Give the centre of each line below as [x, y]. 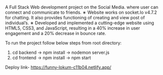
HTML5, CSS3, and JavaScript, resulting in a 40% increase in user [73, 28]
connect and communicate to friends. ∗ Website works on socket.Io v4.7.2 [81, 12]
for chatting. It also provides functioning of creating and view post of [75, 18]
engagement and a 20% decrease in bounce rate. [56, 33]
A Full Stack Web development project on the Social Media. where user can [82, 7]
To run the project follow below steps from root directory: [63, 43]
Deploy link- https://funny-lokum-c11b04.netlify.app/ [58, 67]
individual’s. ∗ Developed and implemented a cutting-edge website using [80, 23]
